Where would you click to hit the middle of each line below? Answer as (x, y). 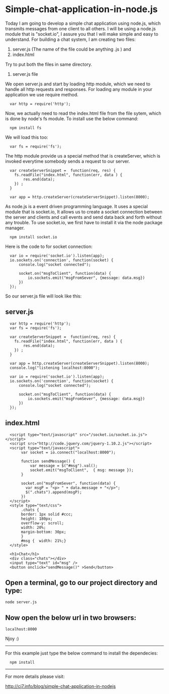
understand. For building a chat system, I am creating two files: (70, 39)
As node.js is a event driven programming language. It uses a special (77, 206)
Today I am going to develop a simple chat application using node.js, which (83, 23)
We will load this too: (27, 137)
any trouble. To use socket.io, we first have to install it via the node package (84, 222)
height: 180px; (37, 519)
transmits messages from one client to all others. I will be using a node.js (80, 28)
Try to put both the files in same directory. (49, 64)
